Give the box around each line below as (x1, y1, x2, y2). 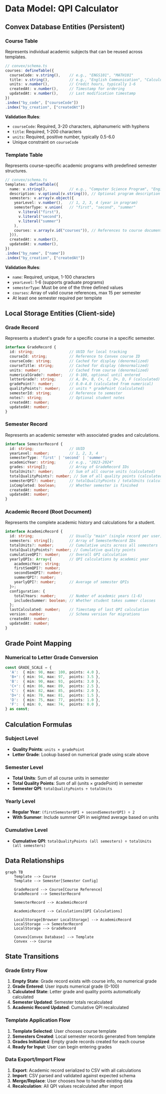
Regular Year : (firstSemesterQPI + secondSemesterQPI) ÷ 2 (12, 809, 135, 815)
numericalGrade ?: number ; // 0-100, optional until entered (9, 372, 140, 377)
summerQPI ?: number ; (14, 575, 56, 580)
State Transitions (5, 952, 59, 961)
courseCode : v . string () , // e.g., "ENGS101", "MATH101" (9, 73, 134, 78)
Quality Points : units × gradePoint (12, 746, 85, 752)
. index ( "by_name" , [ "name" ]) (5, 250, 65, 256)
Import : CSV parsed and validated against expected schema (12, 1072, 136, 1078)
